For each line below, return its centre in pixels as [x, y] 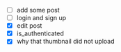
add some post [38, 10]
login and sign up [41, 18]
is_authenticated [40, 33]
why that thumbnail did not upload [66, 42]
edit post [29, 26]
